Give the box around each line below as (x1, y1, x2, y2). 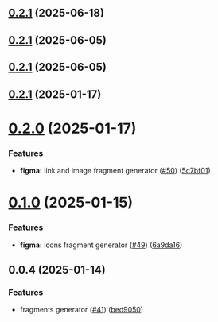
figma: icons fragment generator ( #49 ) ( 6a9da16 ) (19, 240, 183, 250)
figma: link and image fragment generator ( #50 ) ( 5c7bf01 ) (19, 166, 211, 176)
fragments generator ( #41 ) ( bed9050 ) (19, 305, 144, 315)
